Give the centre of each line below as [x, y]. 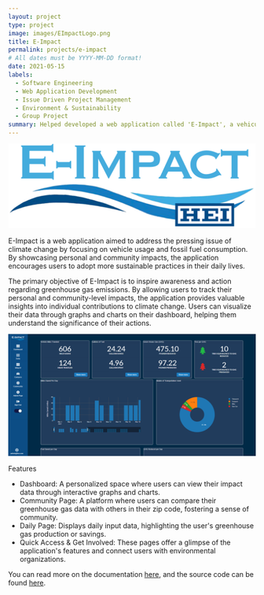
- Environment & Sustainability [68, 108]
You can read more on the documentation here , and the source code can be [131, 575]
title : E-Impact [35, 42]
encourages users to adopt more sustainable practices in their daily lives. [126, 266]
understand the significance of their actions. [80, 323]
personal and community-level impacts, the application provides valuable [126, 298]
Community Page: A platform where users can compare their [118, 501]
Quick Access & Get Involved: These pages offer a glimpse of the [125, 542]
